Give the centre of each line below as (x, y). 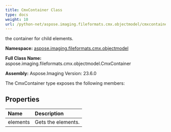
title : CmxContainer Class (34, 10)
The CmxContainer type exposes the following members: (65, 83)
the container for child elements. (39, 39)
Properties (22, 99)
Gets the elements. (57, 122)
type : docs (17, 15)
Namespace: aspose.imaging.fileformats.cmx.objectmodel (67, 48)
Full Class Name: (23, 58)
